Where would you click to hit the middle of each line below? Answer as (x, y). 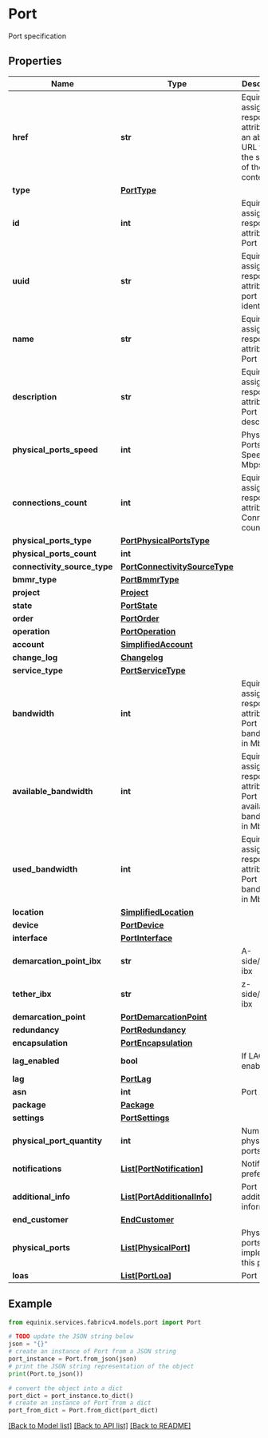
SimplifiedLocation (157, 912)
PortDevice (142, 925)
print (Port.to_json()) (46, 1374)
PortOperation (148, 631)
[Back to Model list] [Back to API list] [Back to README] (100, 1426)
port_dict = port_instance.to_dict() (71, 1396)
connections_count (50, 503)
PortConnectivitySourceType (177, 566)
